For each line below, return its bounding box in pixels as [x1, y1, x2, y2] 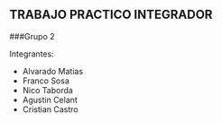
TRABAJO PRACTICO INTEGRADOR [9, 7, 213, 22]
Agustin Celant [22, 94, 79, 105]
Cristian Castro [22, 103, 79, 115]
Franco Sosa [22, 75, 70, 86]
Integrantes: [9, 48, 54, 59]
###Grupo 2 [9, 30, 56, 41]
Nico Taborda [22, 84, 74, 95]
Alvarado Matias [22, 65, 84, 76]
